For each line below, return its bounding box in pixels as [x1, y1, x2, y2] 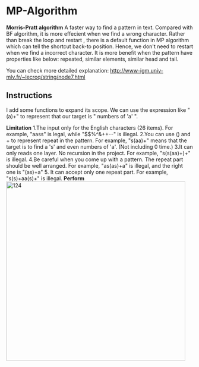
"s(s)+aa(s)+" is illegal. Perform [6, 174, 85, 182]
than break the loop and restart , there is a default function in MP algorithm [6, 36, 189, 43]
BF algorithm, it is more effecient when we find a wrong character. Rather [6, 30, 185, 37]
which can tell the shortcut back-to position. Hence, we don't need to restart [6, 43, 194, 50]
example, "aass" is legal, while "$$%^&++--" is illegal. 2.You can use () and [6, 130, 191, 137]
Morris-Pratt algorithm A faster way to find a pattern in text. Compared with [6, 24, 193, 31]
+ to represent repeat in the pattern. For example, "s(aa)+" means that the [6, 137, 187, 144]
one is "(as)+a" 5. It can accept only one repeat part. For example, [6, 168, 168, 175]
